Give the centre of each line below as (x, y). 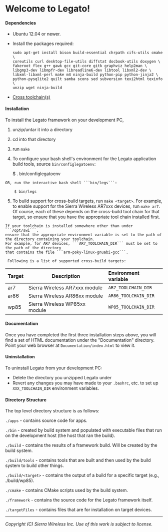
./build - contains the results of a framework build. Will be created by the (81, 445)
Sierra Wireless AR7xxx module (65, 287)
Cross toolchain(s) (31, 97)
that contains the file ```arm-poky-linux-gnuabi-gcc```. (67, 252)
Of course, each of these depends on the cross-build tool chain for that (86, 211)
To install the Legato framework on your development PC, (64, 120)
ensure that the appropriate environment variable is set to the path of (84, 235)
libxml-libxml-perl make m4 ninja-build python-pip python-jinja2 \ (85, 75)
